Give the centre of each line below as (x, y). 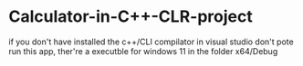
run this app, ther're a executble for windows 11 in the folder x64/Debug (143, 51)
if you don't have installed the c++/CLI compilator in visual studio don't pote (151, 42)
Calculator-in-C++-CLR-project (131, 17)
